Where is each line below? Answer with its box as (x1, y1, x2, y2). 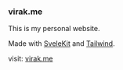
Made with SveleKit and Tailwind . (8, 39, 115, 48)
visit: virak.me (8, 54, 53, 64)
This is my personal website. (8, 24, 100, 33)
